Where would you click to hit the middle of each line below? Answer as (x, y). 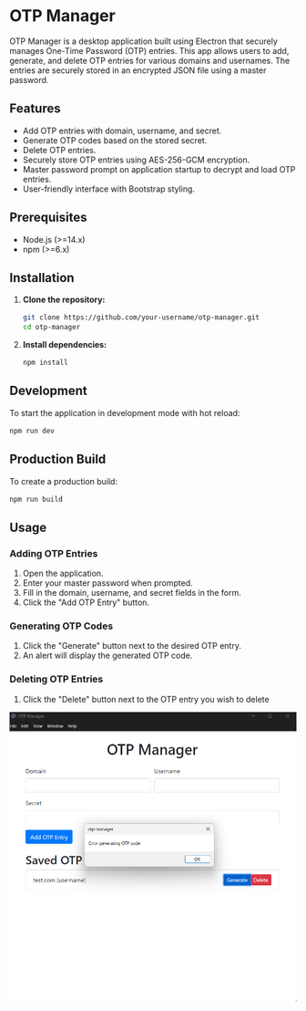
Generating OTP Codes (61, 626)
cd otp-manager (51, 328)
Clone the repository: (64, 300)
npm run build (36, 499)
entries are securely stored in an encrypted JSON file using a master (138, 70)
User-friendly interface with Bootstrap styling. (109, 189)
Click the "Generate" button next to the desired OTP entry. (132, 646)
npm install (45, 363)
